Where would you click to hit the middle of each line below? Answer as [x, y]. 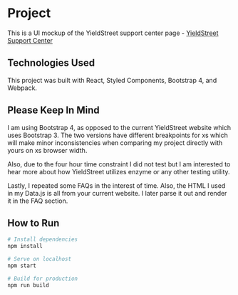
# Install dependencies [43, 240]
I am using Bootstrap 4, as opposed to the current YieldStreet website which [119, 127]
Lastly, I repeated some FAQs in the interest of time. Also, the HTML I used [117, 185]
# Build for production [43, 279]
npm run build [29, 285]
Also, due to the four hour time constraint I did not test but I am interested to [119, 164]
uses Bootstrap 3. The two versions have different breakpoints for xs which [118, 135]
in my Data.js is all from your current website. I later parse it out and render [117, 193]
